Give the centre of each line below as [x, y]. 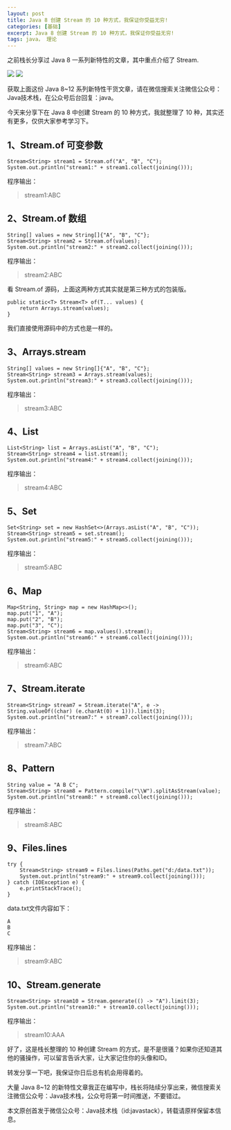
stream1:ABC [42, 195]
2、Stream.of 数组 [47, 219]
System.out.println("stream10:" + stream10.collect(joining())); [103, 1007]
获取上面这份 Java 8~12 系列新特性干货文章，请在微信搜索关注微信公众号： [114, 89]
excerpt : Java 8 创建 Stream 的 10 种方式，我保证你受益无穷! [91, 33]
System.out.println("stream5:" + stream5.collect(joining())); [100, 540]
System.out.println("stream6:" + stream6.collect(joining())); [100, 638]
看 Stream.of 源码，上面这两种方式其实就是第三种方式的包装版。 [99, 289]
